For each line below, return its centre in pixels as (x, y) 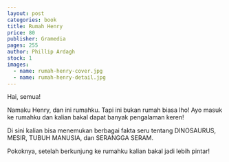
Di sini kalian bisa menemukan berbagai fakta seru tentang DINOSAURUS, (112, 130)
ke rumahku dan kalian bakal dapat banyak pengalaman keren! (96, 117)
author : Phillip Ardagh (41, 52)
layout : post (26, 13)
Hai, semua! (24, 97)
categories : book (32, 20)
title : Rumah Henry (35, 26)
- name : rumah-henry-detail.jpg (60, 77)
